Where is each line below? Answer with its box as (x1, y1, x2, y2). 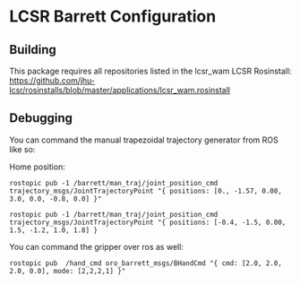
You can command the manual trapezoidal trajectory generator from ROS (9, 134, 279, 145)
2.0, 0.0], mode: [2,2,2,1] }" (9, 266, 126, 275)
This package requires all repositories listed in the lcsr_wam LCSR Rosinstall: (9, 65, 292, 76)
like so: (9, 143, 36, 154)
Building (9, 42, 56, 57)
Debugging (9, 110, 73, 126)
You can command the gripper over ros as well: (9, 241, 184, 252)
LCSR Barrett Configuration (9, 6, 217, 27)
